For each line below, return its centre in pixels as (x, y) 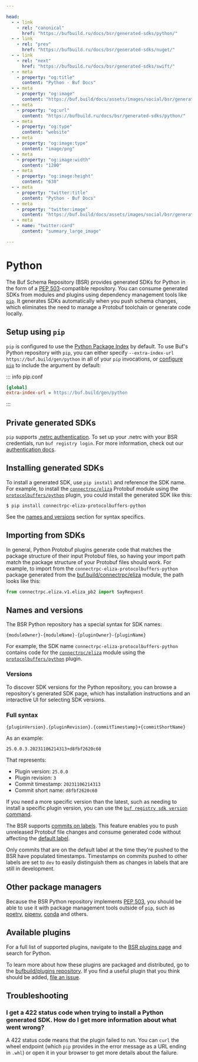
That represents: (26, 760)
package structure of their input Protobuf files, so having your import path (96, 556)
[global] (17, 387)
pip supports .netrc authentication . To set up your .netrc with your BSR (92, 437)
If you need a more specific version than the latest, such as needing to (92, 801)
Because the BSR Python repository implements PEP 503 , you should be (94, 901)
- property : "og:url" (43, 110)
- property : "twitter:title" (52, 193)
